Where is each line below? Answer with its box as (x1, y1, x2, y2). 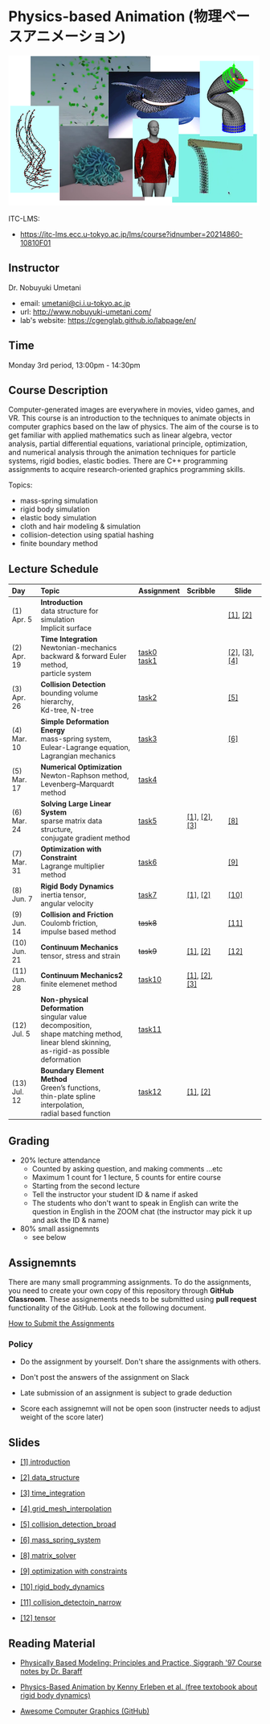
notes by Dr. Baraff (19, 1666, 83, 1676)
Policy (8, 1338, 34, 1349)
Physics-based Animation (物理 (8, 7, 223, 26)
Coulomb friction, (40, 918, 98, 927)
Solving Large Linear (40, 799, 112, 809)
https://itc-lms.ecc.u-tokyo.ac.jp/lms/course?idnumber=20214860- (19, 229, 243, 238)
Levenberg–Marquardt (40, 779, 115, 789)
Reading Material (8, 1636, 96, 1650)
